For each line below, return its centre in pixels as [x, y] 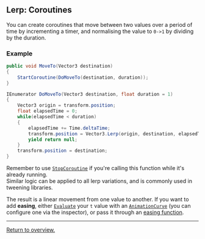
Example [20, 53]
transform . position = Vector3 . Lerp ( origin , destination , [102, 134]
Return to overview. [31, 230]
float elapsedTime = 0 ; [48, 111]
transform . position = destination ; [63, 151]
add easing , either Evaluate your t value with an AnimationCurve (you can [99, 206]
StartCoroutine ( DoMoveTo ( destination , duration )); [83, 77]
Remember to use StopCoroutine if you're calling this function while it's [95, 168]
